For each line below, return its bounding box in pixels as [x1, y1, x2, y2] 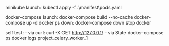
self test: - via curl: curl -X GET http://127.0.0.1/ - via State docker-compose [5, 30, 164, 35]
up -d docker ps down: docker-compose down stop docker [26, 20, 151, 26]
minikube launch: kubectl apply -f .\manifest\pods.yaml [5, 5, 122, 10]
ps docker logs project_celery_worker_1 [5, 35, 88, 41]
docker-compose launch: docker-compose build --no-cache [5, 14, 133, 20]
